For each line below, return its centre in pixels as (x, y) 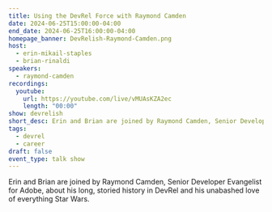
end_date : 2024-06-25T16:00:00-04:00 (72, 31)
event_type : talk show (47, 159)
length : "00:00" (51, 106)
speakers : (25, 69)
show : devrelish (36, 114)
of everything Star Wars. (49, 199)
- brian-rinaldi (43, 61)
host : (17, 46)
